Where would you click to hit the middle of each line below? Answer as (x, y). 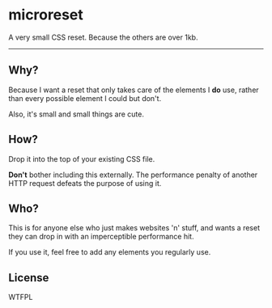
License (29, 278)
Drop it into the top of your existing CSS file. (82, 158)
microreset (46, 15)
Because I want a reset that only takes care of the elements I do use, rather (134, 90)
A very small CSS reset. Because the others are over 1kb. (103, 37)
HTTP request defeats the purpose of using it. (85, 183)
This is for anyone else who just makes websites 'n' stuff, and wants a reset (134, 228)
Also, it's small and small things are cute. (76, 114)
